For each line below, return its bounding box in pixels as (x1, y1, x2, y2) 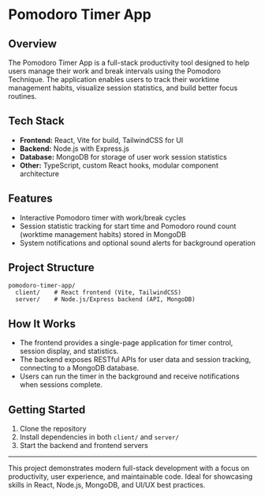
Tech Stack (8, 115, 65, 128)
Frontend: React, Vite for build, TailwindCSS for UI (19, 135, 184, 145)
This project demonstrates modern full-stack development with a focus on (8, 464, 250, 473)
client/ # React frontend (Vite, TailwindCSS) (15, 288, 181, 297)
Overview (8, 37, 58, 51)
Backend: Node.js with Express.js (19, 144, 130, 153)
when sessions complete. (19, 380, 103, 390)
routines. (8, 92, 37, 100)
